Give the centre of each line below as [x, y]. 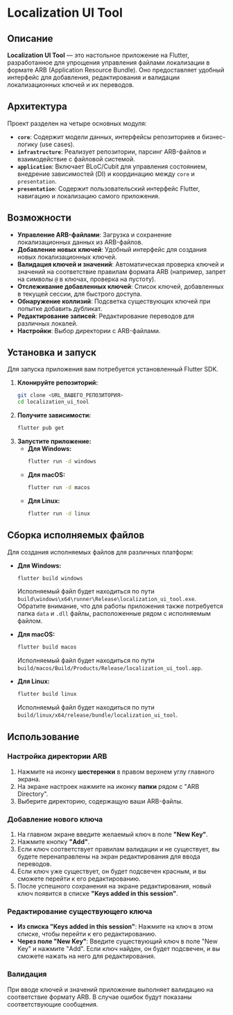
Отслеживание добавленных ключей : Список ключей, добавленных [120, 286]
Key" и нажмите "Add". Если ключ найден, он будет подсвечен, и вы [119, 949]
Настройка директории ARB [57, 756]
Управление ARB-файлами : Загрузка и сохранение [94, 234]
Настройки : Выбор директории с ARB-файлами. [89, 330]
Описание [30, 39]
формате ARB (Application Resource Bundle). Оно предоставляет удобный [116, 70]
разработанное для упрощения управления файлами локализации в [109, 63]
